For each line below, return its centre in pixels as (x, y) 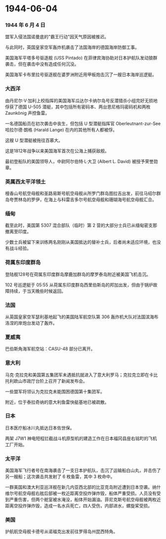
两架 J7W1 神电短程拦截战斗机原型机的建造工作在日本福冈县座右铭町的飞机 (81, 438)
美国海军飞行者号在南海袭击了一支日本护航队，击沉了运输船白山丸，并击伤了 (83, 471)
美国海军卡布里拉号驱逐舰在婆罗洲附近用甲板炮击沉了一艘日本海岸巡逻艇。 (81, 74)
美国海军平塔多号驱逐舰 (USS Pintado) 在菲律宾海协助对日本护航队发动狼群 (81, 58)
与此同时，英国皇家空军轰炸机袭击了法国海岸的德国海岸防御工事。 (72, 47)
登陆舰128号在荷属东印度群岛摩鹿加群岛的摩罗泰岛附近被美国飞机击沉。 (78, 274)
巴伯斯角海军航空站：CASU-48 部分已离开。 (50, 349)
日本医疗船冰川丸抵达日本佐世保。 (40, 428)
